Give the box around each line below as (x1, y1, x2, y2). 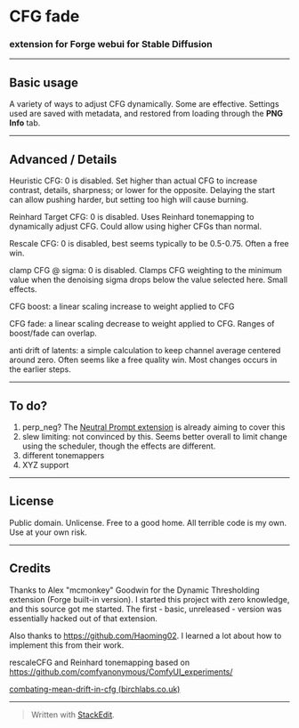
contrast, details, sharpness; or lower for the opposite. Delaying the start (9, 185, 276, 196)
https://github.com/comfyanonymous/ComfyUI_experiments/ (9, 666, 233, 677)
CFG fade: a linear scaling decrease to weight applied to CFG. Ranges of (9, 319, 275, 329)
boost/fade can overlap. (9, 328, 98, 339)
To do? (9, 398, 48, 413)
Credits (9, 561, 52, 576)
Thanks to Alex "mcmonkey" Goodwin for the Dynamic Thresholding (9, 585, 260, 595)
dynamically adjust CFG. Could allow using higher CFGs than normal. (9, 221, 263, 232)
